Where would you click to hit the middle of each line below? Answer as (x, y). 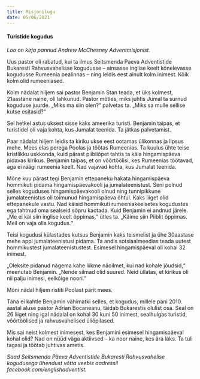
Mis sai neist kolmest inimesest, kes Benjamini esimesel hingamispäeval (96, 332)
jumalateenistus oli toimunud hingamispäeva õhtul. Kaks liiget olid (88, 197)
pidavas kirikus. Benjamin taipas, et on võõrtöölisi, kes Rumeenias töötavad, (100, 160)
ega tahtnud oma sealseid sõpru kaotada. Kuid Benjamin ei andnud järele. (97, 210)
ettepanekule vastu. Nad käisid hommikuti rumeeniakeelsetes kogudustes (98, 204)
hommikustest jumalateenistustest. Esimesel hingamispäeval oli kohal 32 (96, 247)
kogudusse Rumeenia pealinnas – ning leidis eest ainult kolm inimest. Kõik (98, 74)
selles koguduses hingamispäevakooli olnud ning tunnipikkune (84, 191)
